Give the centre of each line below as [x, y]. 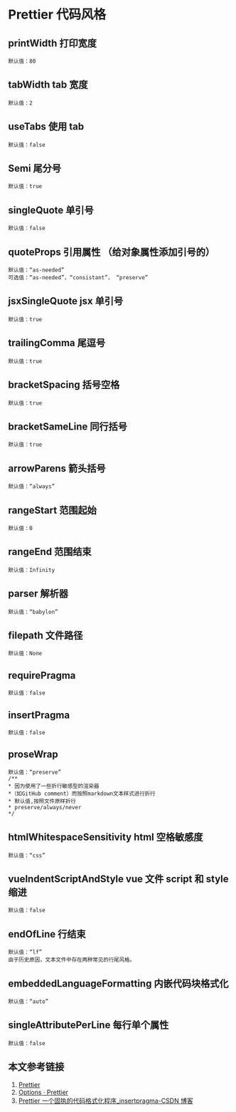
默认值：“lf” [25, 952]
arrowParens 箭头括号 [57, 468]
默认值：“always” [32, 487]
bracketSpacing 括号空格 [64, 385]
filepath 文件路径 [45, 635]
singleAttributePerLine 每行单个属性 [88, 1025]
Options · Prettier [43, 1092]
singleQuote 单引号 [51, 210]
